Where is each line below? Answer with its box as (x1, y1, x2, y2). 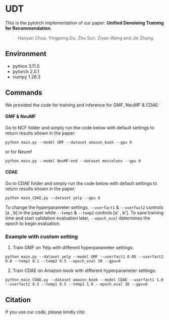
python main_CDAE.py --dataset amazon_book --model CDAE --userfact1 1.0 (5, 278, 164, 283)
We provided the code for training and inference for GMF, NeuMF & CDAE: (5, 102, 160, 108)
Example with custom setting (5, 233, 78, 240)
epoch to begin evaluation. (5, 220, 61, 226)
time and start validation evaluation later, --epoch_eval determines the (5, 215, 150, 221)
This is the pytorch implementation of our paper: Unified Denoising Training (5, 20, 164, 26)
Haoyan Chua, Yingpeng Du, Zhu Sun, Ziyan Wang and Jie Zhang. (17, 35, 155, 41)
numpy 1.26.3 (12, 74, 41, 80)
